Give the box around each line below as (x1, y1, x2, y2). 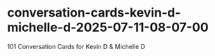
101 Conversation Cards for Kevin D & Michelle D (7, 42, 146, 50)
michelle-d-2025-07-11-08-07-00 (7, 19, 209, 35)
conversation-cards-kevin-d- (7, 5, 182, 21)
